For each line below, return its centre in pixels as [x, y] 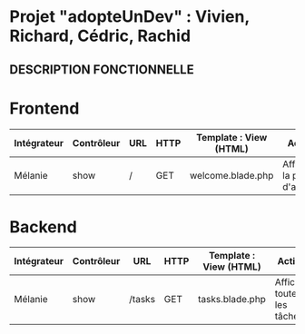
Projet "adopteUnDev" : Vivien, [129, 17]
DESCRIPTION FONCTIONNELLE [102, 69]
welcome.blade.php [231, 175]
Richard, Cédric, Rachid [100, 36]
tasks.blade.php [232, 300]
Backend [43, 226]
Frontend [44, 108]
